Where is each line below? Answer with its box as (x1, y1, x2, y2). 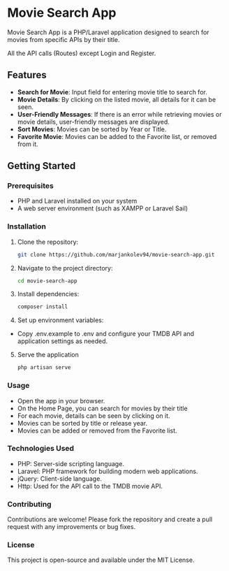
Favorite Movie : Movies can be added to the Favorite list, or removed (17, 132, 217, 140)
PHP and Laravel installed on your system (17, 197, 138, 205)
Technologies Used (7, 444, 75, 454)
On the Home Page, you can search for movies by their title (17, 404, 188, 412)
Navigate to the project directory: (17, 263, 113, 272)
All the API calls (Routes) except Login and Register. (7, 49, 156, 57)
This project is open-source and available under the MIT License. (7, 556, 195, 564)
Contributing (7, 499, 52, 509)
